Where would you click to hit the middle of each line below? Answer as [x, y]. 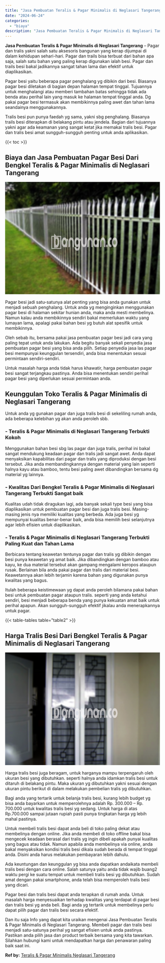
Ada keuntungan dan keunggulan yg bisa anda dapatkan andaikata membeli [82, 864]
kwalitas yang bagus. [27, 580]
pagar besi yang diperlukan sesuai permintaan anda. [58, 378]
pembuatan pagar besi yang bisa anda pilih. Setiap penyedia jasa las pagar [81, 348]
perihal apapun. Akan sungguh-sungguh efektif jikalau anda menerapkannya [82, 606]
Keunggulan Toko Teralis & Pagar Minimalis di [76, 394]
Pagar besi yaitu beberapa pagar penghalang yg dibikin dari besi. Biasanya [81, 81]
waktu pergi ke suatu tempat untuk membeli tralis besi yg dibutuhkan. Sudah [82, 874]
